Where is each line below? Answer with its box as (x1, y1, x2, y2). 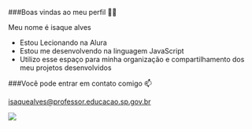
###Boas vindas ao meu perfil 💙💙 (8, 8, 117, 17)
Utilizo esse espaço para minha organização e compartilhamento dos (19, 55, 245, 64)
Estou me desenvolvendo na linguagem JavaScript (19, 46, 184, 55)
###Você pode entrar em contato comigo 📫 (8, 79, 152, 88)
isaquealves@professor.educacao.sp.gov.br (8, 97, 151, 106)
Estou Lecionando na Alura (19, 38, 108, 47)
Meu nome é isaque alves (8, 23, 92, 31)
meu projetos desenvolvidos (19, 63, 112, 72)
